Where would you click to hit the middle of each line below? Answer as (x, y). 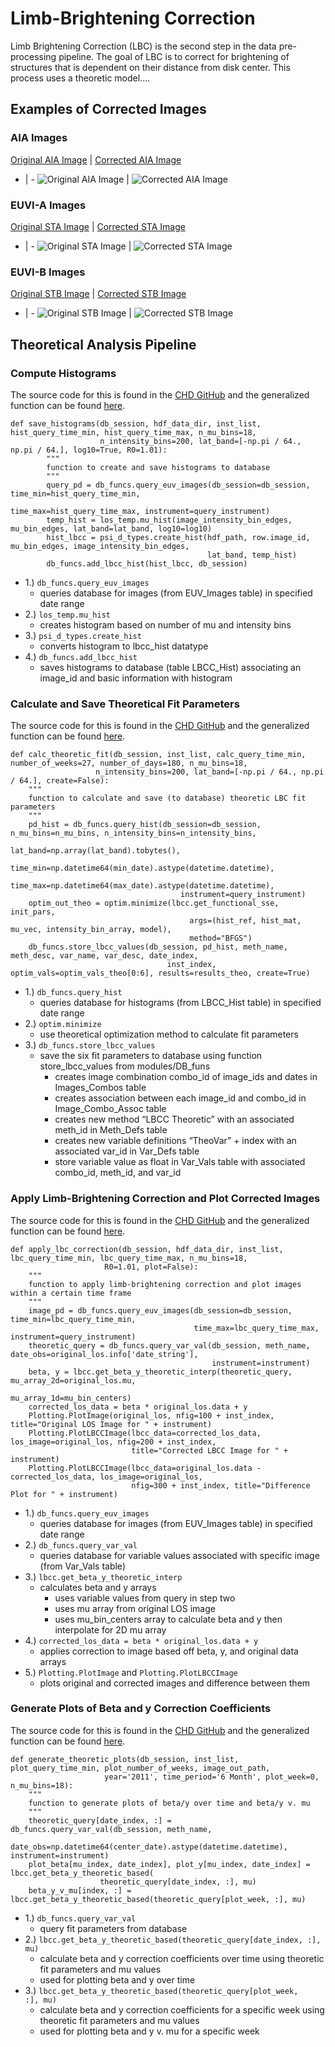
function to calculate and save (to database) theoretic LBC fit (167, 798)
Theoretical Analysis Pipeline (103, 344)
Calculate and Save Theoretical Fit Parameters (125, 704)
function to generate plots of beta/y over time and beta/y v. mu (169, 1803)
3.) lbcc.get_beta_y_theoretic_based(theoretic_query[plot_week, (161, 1990)
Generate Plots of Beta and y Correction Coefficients (141, 1709)
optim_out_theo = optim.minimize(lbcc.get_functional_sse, (154, 903)
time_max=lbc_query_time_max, (256, 1328)
